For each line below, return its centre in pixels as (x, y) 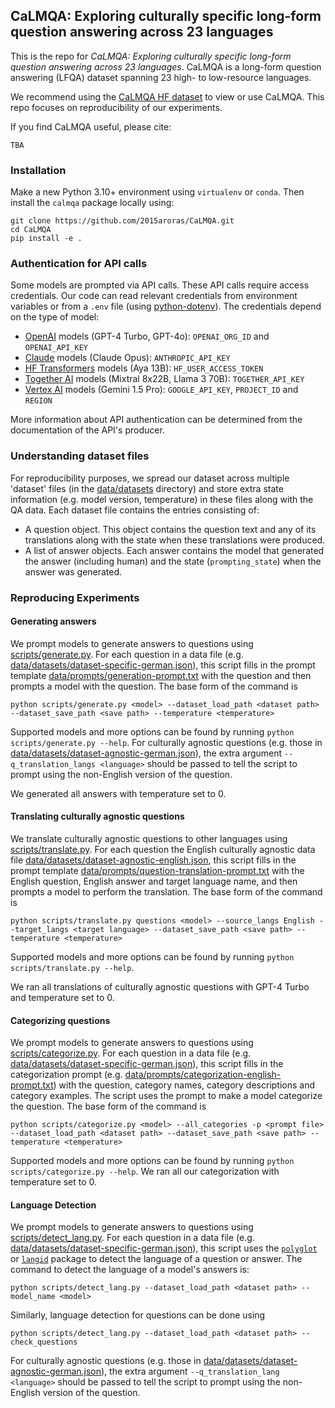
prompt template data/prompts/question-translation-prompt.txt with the (157, 871)
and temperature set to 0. (62, 998)
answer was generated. (73, 571)
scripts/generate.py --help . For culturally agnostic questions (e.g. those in (166, 742)
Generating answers (53, 621)
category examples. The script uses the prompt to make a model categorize (166, 1096)
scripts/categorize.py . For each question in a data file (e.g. (131, 1053)
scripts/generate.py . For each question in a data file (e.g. (127, 654)
